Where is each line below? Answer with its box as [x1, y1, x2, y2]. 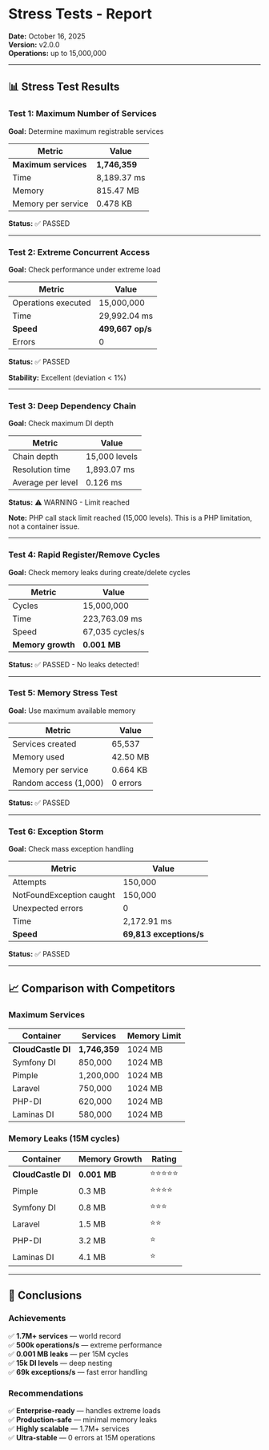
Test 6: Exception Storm [8, 826, 104, 837]
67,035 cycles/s [82, 626, 145, 637]
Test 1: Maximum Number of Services [8, 108, 158, 119]
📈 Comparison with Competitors [8, 981, 176, 995]
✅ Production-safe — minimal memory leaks [8, 1415, 158, 1424]
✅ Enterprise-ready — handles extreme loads [8, 1406, 162, 1416]
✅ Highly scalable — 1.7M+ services [8, 1424, 130, 1434]
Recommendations [8, 1388, 84, 1399]
